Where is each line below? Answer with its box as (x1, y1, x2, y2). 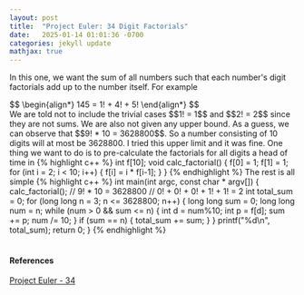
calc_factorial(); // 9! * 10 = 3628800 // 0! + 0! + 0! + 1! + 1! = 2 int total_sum (9, 186, 293, 197)
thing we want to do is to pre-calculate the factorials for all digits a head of (9, 147, 289, 159)
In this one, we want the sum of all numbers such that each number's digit (9, 72, 287, 83)
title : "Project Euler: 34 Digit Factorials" (9, 22, 189, 31)
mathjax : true (9, 47, 64, 56)
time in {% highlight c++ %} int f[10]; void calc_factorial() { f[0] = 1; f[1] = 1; (9, 157, 289, 168)
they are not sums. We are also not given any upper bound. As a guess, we (9, 119, 289, 130)
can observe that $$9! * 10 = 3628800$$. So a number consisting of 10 (9, 128, 279, 139)
